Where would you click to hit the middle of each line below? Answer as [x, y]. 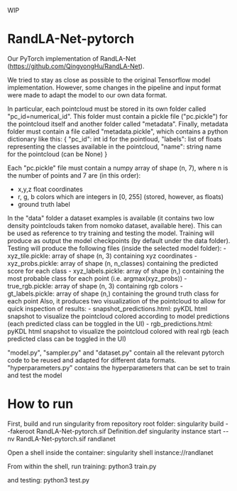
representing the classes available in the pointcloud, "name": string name [114, 146]
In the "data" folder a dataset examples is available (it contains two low [111, 218]
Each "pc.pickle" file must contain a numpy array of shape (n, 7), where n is [118, 168]
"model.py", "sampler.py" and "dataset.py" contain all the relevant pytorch [116, 352]
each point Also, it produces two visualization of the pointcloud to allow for [117, 301]
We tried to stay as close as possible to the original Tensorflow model [109, 80]
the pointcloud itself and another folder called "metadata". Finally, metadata [118, 124]
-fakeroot [21, 431]
